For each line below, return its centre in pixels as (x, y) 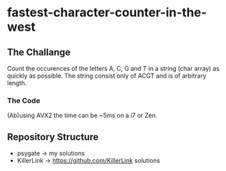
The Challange (39, 52)
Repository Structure (53, 137)
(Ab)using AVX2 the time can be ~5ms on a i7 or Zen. (82, 115)
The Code (24, 100)
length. (17, 83)
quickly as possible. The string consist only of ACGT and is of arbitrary (107, 76)
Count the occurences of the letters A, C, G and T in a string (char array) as (113, 68)
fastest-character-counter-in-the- (107, 13)
